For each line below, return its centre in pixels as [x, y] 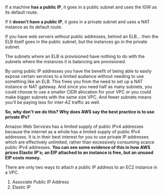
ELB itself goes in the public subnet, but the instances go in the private [76, 42]
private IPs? [18, 117]
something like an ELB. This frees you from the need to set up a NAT [74, 81]
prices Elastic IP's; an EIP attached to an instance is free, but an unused [79, 152]
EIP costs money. [23, 158]
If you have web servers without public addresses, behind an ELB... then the [82, 36]
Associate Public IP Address [41, 182]
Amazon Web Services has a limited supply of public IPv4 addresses [74, 126]
